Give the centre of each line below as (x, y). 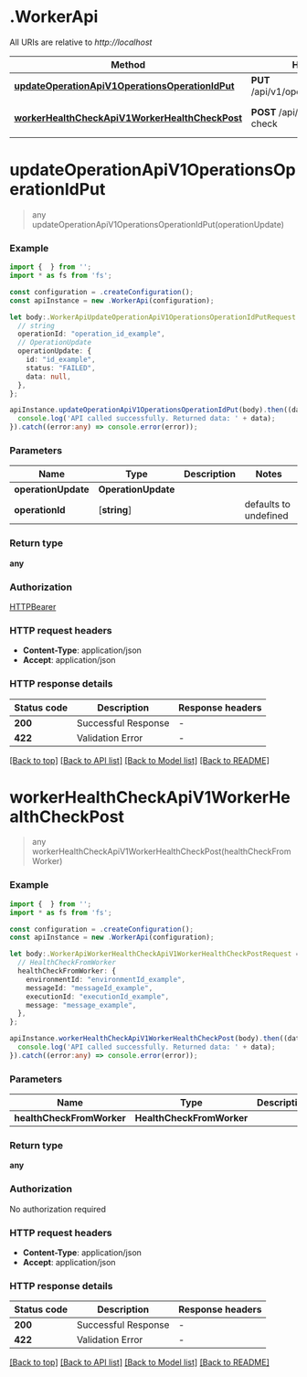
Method (128, 64)
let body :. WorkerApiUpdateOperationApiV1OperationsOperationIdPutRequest (153, 317)
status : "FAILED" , (61, 368)
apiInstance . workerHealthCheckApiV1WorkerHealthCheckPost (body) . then (145, 1039)
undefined (267, 516)
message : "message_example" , (81, 1005)
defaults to (267, 505)
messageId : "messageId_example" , (90, 988)
